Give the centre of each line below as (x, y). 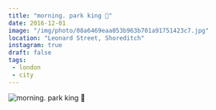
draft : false (30, 53)
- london (26, 68)
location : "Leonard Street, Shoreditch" (77, 38)
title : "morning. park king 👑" (60, 16)
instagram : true (35, 45)
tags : (17, 61)
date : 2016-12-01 (37, 23)
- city (23, 75)
